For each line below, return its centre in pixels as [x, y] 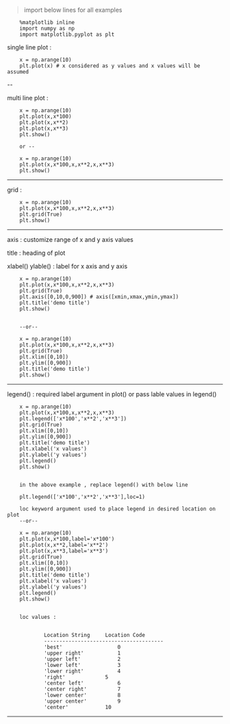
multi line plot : [28, 98]
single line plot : [29, 47]
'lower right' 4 [82, 671]
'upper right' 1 [82, 653]
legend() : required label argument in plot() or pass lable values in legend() [112, 394]
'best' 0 [82, 647]
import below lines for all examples [73, 10]
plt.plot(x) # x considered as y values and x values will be [110, 66]
